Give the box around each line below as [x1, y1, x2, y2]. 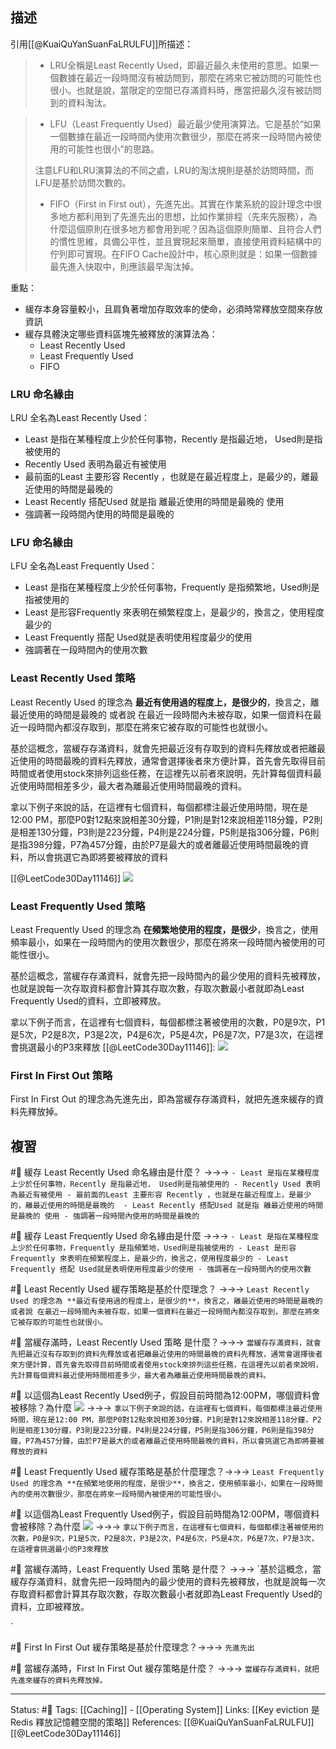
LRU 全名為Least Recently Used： [10, 412, 151, 424]
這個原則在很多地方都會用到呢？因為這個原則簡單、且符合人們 [67, 223, 322, 235]
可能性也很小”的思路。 [67, 143, 160, 155]
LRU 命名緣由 [10, 387, 75, 401]
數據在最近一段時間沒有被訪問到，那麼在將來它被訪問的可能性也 [58, 71, 322, 83]
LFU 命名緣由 [10, 536, 74, 550]
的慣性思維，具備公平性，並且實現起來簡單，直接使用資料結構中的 [49, 235, 322, 247]
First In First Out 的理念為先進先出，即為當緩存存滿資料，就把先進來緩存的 [10, 1093, 316, 1105]
